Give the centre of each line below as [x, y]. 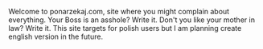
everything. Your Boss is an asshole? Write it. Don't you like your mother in [132, 20]
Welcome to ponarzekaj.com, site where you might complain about [119, 11]
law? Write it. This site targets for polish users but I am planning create [125, 28]
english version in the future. [55, 36]
